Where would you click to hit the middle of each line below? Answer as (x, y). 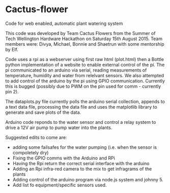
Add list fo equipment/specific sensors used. (60, 185)
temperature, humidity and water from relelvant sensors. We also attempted (85, 75)
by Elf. (12, 49)
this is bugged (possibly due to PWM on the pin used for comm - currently (83, 86)
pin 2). (12, 91)
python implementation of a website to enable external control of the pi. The (85, 65)
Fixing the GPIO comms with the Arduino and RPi (64, 158)
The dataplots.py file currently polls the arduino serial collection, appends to (85, 101)
